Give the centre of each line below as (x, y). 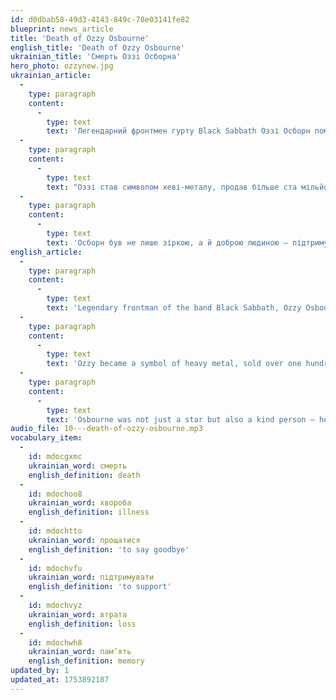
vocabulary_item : (46, 438)
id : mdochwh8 (55, 642)
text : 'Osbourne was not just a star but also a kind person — (180, 419)
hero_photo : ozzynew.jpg (62, 66)
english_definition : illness (89, 512)
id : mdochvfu (55, 568)
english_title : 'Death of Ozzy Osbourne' (98, 47)
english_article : (46, 252)
